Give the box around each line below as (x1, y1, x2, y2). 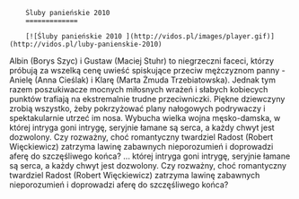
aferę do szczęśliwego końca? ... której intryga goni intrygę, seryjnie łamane (9, 151, 291, 161)
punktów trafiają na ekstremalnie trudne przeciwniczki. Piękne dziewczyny (9, 94, 286, 104)
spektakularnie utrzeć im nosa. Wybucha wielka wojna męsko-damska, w (9, 113, 281, 123)
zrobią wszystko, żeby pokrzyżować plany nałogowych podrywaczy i (9, 103, 266, 114)
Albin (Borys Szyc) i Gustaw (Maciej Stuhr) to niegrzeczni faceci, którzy (9, 56, 275, 66)
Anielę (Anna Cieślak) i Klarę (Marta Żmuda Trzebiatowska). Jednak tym (9, 74, 277, 85)
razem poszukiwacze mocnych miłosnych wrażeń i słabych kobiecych (9, 84, 268, 94)
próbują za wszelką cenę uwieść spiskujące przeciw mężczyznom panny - (9, 65, 286, 75)
